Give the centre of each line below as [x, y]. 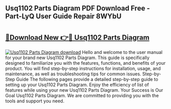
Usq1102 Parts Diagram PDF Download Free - [78, 8]
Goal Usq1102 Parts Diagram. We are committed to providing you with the [82, 96]
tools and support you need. [35, 101]
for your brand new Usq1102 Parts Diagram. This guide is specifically [77, 58]
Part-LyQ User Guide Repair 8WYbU [63, 17]
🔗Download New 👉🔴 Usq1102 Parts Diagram [77, 37]
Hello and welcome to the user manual [122, 52]
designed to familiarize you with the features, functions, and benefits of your [85, 63]
